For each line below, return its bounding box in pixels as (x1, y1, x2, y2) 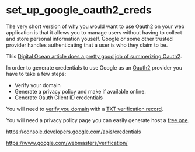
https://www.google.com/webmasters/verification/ (6, 139, 128, 146)
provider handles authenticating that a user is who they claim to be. (6, 42, 168, 49)
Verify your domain (14, 81, 61, 88)
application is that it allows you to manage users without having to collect (6, 29, 182, 36)
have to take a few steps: (6, 70, 67, 77)
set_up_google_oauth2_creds (6, 4, 152, 17)
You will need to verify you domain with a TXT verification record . (6, 105, 163, 112)
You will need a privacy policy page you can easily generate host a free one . (6, 116, 190, 123)
